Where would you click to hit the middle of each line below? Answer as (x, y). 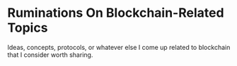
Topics (28, 28)
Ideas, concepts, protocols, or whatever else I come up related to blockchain (119, 47)
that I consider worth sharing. (50, 55)
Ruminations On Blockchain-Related (116, 13)
